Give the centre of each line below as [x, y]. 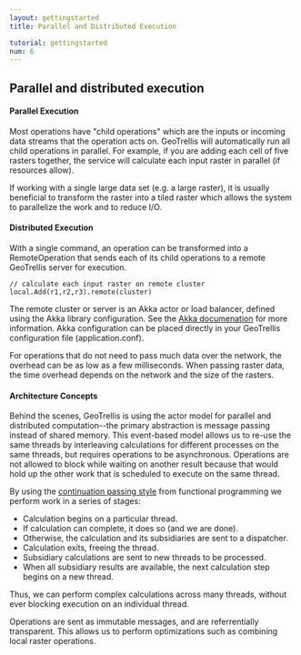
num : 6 [22, 51]
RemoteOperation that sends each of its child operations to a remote [138, 258]
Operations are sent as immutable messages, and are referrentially [134, 622]
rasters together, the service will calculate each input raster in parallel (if [145, 160]
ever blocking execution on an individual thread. [99, 604]
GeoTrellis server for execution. [68, 267]
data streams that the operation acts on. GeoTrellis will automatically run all [150, 141]
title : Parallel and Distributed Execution [93, 26]
